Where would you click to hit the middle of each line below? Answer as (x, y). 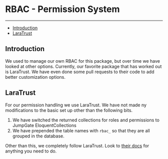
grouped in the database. (38, 136)
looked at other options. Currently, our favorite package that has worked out (83, 66)
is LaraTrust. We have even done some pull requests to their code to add (80, 72)
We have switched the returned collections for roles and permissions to (86, 120)
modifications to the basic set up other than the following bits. (69, 110)
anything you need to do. (31, 151)
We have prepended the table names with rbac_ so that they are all (81, 130)
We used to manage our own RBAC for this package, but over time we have (83, 61)
